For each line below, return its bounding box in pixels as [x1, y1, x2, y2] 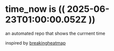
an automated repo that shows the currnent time [5, 30, 105, 36]
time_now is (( [5, 3, 65, 15]
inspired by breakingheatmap [5, 40, 66, 46]
